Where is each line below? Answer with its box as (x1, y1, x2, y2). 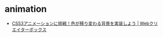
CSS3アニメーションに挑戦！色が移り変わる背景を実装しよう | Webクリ (11, 20, 158, 26)
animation (4, 3, 47, 15)
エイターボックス (11, 26, 47, 33)
